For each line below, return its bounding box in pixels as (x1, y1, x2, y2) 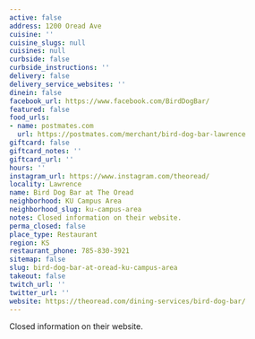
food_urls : (9, 113, 50, 122)
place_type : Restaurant (9, 230, 98, 239)
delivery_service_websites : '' (9, 80, 126, 89)
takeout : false (9, 272, 66, 281)
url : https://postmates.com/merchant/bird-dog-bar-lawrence (17, 130, 246, 139)
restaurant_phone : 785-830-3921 (9, 247, 130, 256)
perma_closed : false (9, 222, 87, 230)
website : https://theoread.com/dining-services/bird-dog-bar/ (9, 297, 246, 306)
